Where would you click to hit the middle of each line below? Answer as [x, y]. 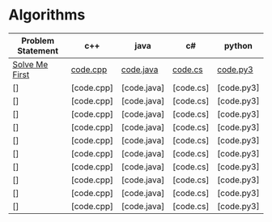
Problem [38, 41]
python [238, 45]
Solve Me [30, 64]
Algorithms [47, 15]
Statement [38, 50]
